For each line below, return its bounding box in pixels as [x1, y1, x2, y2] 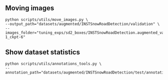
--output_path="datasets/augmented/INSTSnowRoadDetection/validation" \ [5, 21, 160, 26]
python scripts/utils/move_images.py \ [5, 17, 88, 22]
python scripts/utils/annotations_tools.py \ [5, 61, 101, 66]
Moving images [5, 4, 54, 12]
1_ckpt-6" [5, 34, 26, 39]
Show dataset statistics [5, 48, 80, 57]
